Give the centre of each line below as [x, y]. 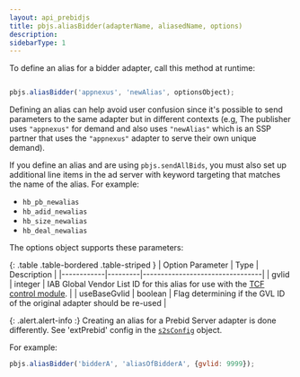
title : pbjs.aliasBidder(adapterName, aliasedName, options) [126, 26]
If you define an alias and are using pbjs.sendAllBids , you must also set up [148, 165]
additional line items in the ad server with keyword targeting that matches [145, 175]
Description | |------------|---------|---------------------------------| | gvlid [150, 275]
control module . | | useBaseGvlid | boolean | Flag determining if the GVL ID [147, 294]
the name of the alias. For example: [74, 184]
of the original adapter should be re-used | [88, 303]
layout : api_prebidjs [50, 18]
